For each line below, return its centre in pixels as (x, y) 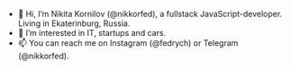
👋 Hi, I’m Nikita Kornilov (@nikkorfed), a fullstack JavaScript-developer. (150, 14)
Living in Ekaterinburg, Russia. (74, 23)
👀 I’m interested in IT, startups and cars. (92, 33)
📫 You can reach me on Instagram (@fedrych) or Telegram (128, 43)
